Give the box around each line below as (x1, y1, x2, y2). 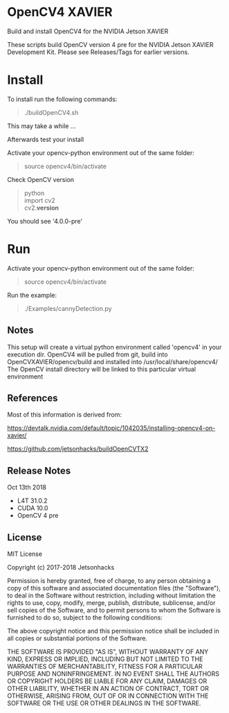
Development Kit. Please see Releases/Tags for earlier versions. (7, 48, 190, 56)
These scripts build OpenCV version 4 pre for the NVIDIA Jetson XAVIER (7, 40, 214, 48)
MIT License (7, 550, 43, 558)
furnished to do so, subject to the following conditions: (7, 613, 163, 622)
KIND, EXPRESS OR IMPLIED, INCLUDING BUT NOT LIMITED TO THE (7, 655, 203, 663)
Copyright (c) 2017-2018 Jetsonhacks (7, 563, 115, 572)
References (7, 392, 58, 404)
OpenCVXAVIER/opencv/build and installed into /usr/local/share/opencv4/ (7, 357, 218, 365)
